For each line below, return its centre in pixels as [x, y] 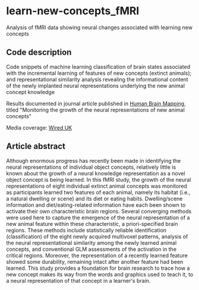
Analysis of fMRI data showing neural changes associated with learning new [99, 27]
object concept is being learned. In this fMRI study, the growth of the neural [99, 179]
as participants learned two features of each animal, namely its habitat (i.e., [98, 192]
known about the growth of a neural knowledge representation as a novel [96, 173]
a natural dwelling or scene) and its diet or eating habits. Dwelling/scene [94, 198]
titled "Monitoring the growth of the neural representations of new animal [96, 110]
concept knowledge [31, 92]
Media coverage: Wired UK [39, 127]
